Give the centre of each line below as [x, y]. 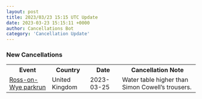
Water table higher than [155, 80]
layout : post [23, 12]
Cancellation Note [158, 70]
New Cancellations [35, 55]
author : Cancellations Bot [40, 28]
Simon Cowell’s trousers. [157, 87]
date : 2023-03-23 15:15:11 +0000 [48, 23]
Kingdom [65, 87]
